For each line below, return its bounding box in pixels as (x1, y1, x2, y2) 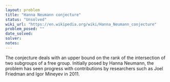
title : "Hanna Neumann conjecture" (5, 12, 81, 17)
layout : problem (5, 7, 40, 13)
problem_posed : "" (5, 26, 45, 32)
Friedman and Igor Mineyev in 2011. (5, 71, 80, 77)
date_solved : (5, 31, 33, 36)
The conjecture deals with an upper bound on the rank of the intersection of (5, 54, 165, 61)
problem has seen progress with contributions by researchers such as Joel (5, 65, 163, 71)
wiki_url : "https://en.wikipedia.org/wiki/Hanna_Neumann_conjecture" (5, 21, 157, 27)
